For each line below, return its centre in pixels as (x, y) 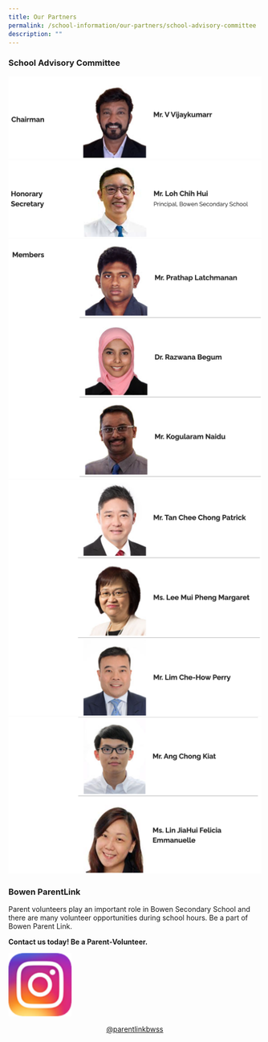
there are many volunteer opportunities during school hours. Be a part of (128, 917)
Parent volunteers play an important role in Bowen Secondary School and (130, 909)
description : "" (35, 34)
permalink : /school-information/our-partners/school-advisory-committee (132, 25)
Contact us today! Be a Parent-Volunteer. (78, 942)
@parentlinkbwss (135, 1029)
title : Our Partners (43, 17)
